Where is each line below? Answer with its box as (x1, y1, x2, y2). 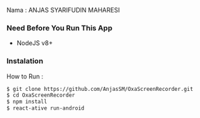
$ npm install (6, 99, 48, 106)
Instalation (6, 56, 44, 66)
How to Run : (6, 72, 44, 81)
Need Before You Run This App (6, 23, 112, 33)
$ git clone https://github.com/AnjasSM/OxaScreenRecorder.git (6, 85, 194, 92)
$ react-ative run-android (6, 105, 85, 112)
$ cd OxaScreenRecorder (6, 92, 76, 99)
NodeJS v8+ (16, 39, 53, 47)
